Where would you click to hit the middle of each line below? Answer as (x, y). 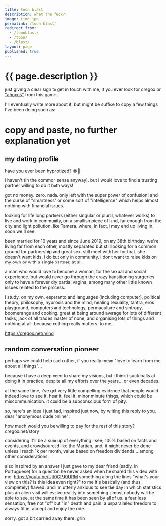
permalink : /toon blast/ (31, 24)
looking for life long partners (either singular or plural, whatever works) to (80, 216)
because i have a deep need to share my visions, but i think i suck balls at (80, 376)
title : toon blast (24, 10)
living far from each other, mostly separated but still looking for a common (81, 246)
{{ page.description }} (52, 76)
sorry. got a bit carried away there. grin (45, 518)
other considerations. (27, 457)
